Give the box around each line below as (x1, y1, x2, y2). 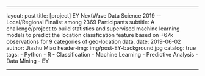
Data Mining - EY (6, 57, 49, 64)
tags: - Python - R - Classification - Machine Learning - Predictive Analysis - (6, 51, 198, 58)
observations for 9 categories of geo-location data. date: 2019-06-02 (6, 38, 181, 45)
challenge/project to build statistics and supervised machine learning (6, 25, 180, 32)
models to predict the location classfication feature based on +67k (6, 32, 174, 38)
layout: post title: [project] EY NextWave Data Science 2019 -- (6, 12, 162, 19)
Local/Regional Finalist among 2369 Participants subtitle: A (6, 19, 155, 26)
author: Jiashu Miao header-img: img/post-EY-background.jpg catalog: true (6, 44, 196, 52)
